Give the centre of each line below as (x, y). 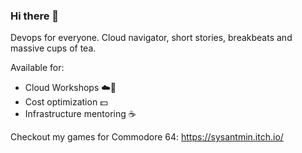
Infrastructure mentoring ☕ (80, 114)
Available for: (37, 68)
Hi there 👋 (35, 16)
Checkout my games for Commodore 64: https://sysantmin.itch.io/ (147, 137)
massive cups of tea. (53, 48)
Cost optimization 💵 (66, 102)
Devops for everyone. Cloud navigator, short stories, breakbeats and (151, 38)
